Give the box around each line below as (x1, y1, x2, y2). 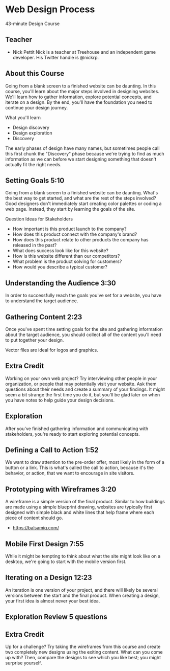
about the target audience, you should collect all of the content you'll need (5, 331, 161, 338)
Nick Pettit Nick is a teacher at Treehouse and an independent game (12, 49, 156, 55)
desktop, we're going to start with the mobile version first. (5, 558, 127, 565)
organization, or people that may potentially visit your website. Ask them (5, 381, 157, 387)
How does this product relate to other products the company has (12, 237, 149, 243)
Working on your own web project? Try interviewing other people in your (5, 375, 157, 382)
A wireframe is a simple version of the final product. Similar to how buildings (5, 499, 165, 505)
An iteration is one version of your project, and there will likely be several (5, 587, 158, 593)
